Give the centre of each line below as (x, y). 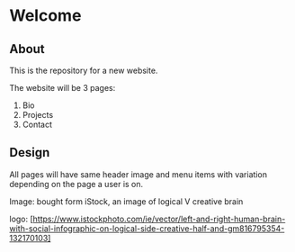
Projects (38, 115)
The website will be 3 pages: (63, 88)
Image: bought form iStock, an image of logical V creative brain (126, 201)
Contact (37, 124)
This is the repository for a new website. (84, 70)
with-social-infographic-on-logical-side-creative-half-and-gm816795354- (147, 228)
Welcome (45, 16)
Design (30, 153)
